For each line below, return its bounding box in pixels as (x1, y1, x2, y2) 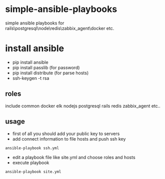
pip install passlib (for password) (12, 64, 80, 70)
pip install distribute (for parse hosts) (12, 70, 89, 76)
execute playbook (12, 160, 49, 166)
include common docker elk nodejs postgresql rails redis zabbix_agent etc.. (5, 103, 161, 109)
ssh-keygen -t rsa (12, 75, 49, 81)
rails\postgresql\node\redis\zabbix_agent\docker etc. (5, 25, 114, 31)
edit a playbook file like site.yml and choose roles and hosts (12, 154, 136, 160)
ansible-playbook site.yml (5, 169, 61, 174)
